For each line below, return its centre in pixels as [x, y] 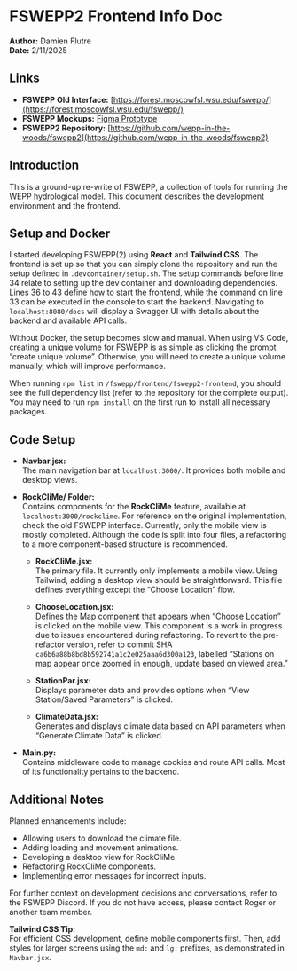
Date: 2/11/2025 [39, 50]
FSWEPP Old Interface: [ [68, 99]
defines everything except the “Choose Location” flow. [135, 590]
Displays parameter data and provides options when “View [142, 691]
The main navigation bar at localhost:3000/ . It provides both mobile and [154, 470]
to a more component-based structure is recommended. [125, 544]
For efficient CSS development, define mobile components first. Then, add [145, 939]
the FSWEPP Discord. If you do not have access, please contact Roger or [143, 902]
